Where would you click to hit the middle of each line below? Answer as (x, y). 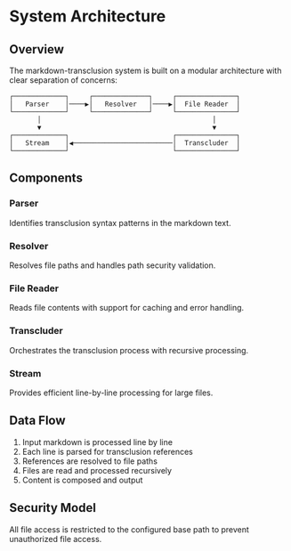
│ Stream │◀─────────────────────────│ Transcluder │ (125, 143)
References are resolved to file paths (90, 461)
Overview (37, 49)
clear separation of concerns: (64, 80)
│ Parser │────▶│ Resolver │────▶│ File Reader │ (125, 104)
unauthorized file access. (56, 539)
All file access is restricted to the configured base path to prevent (129, 529)
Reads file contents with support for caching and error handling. (127, 308)
